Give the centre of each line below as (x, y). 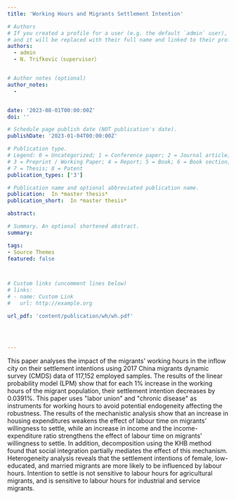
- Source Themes (31, 252)
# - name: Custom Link (40, 297)
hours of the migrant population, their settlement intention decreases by (111, 390)
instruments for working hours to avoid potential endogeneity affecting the (115, 405)
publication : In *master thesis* (58, 195)
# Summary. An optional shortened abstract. (73, 226)
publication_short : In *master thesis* (67, 201)
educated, (22, 465)
